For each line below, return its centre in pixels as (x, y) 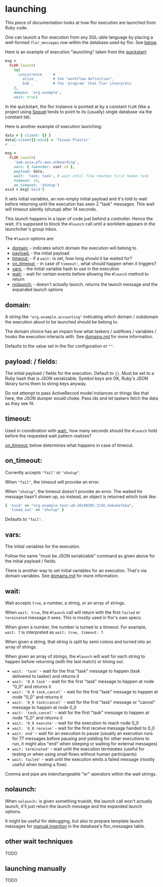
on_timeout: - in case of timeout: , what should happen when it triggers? (84, 264)
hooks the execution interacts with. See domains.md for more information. (79, 337)
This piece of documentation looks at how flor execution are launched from (81, 22)
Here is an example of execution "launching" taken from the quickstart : (76, 52)
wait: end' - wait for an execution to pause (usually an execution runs (82, 733)
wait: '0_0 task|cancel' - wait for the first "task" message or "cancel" (84, 702)
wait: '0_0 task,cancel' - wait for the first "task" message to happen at (85, 692)
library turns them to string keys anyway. (46, 383)
